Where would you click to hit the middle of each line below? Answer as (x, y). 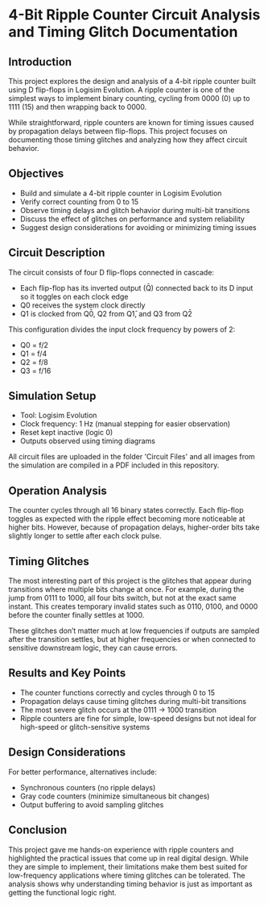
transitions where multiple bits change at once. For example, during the (126, 589)
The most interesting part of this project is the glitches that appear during (130, 581)
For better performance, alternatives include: (82, 772)
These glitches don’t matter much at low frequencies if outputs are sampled (134, 631)
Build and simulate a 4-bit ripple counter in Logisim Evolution (121, 193)
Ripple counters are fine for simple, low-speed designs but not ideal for (138, 718)
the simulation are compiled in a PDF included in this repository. (114, 465)
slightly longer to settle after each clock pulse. (85, 536)
